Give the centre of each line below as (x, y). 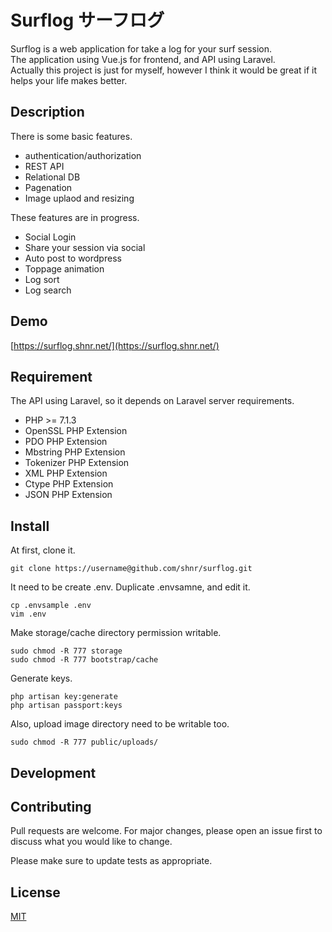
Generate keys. (41, 678)
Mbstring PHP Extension (75, 452)
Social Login (50, 237)
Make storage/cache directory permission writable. (116, 633)
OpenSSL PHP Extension (76, 431)
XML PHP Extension (66, 473)
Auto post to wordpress (73, 258)
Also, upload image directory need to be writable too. (120, 724)
